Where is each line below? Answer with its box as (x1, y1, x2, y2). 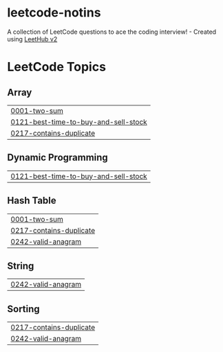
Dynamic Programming (7, 152, 108, 163)
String (7, 260, 34, 271)
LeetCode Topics (7, 59, 107, 75)
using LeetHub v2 (7, 34, 58, 43)
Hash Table (7, 195, 56, 207)
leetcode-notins (7, 5, 101, 21)
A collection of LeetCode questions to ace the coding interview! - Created (7, 28, 217, 36)
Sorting (7, 303, 40, 315)
